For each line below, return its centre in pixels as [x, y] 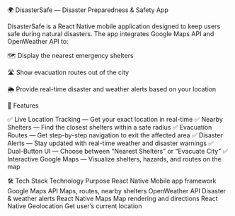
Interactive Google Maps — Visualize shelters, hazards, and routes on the [114, 159]
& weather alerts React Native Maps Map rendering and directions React [113, 198]
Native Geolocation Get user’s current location [75, 206]
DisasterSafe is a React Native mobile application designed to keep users [114, 26]
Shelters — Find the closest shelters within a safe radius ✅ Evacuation [110, 127]
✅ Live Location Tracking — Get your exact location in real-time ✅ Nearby [115, 119]
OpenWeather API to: [38, 41]
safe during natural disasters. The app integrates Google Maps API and [111, 34]
